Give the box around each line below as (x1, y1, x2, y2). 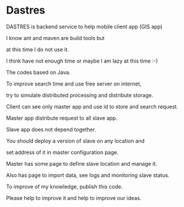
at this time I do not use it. (6, 45, 69, 53)
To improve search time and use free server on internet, (6, 80, 142, 87)
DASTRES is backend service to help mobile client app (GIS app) (6, 23, 163, 30)
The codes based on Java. (6, 68, 71, 75)
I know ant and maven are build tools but (6, 34, 105, 41)
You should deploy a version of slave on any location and (6, 137, 145, 144)
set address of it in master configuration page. (6, 149, 119, 156)
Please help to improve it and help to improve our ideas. (6, 194, 142, 201)
